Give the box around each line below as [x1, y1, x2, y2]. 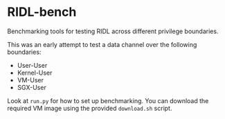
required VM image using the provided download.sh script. [7, 104, 172, 112]
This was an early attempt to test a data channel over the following [7, 40, 197, 48]
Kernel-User [17, 68, 53, 77]
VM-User [17, 75, 44, 84]
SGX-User [17, 83, 46, 91]
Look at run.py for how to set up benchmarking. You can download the [7, 96, 209, 104]
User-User [17, 61, 48, 69]
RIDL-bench [7, 4, 77, 20]
